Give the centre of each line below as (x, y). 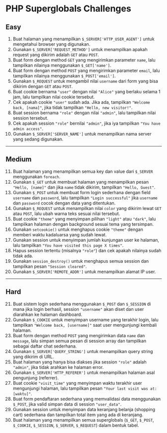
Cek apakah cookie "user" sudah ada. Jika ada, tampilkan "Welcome (81, 102)
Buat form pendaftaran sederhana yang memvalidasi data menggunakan (86, 399)
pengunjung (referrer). (36, 377)
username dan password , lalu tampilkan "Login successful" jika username (85, 198)
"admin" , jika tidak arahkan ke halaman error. (58, 367)
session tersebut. (30, 118)
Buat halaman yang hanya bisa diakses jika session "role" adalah (80, 362)
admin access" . (28, 129)
